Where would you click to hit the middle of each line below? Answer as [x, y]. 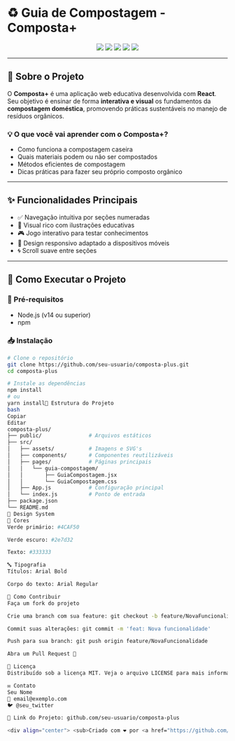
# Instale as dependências [47, 383]
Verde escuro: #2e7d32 [40, 540]
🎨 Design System [31, 514]
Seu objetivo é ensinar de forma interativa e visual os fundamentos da [109, 101]
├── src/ [20, 442]
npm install [24, 390]
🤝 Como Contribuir [34, 597]
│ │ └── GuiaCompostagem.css [62, 482]
